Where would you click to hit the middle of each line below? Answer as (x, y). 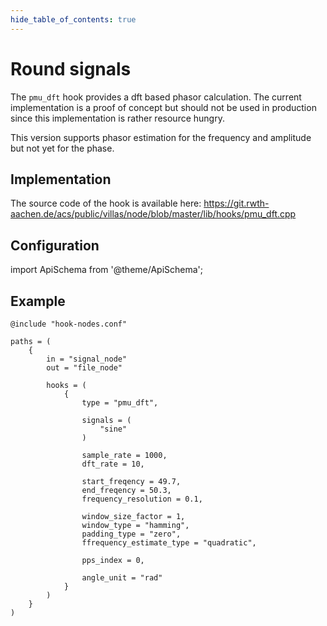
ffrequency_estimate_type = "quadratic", (169, 543)
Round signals (71, 68)
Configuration (55, 245)
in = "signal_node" (87, 359)
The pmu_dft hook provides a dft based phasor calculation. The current (156, 97)
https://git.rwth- (236, 203)
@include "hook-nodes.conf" (69, 324)
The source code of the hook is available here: (106, 203)
